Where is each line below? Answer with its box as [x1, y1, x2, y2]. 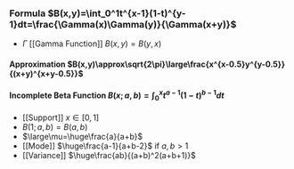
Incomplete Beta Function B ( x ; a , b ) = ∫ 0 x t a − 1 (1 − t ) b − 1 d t [9, 88, 225, 102]
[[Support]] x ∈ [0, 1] [21, 112, 100, 123]
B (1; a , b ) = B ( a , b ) [21, 121, 88, 132]
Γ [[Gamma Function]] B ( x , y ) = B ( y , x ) [21, 38, 162, 49]
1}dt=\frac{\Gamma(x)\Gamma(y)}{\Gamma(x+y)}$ [9, 18, 237, 30]
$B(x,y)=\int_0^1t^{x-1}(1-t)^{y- [47, 7, 186, 20]
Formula [9, 7, 46, 20]
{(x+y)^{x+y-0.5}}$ [9, 68, 84, 78]
